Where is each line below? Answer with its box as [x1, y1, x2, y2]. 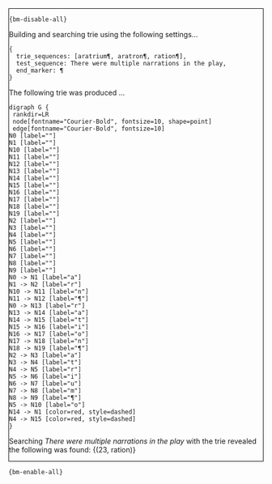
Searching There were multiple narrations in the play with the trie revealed [9, 436, 257, 446]
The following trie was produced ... [9, 88, 125, 97]
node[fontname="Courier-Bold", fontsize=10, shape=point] [12, 117, 212, 125]
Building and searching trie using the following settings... [9, 30, 198, 39]
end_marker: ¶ [15, 66, 64, 74]
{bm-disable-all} [9, 15, 67, 23]
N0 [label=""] [9, 132, 57, 140]
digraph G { [9, 104, 49, 112]
